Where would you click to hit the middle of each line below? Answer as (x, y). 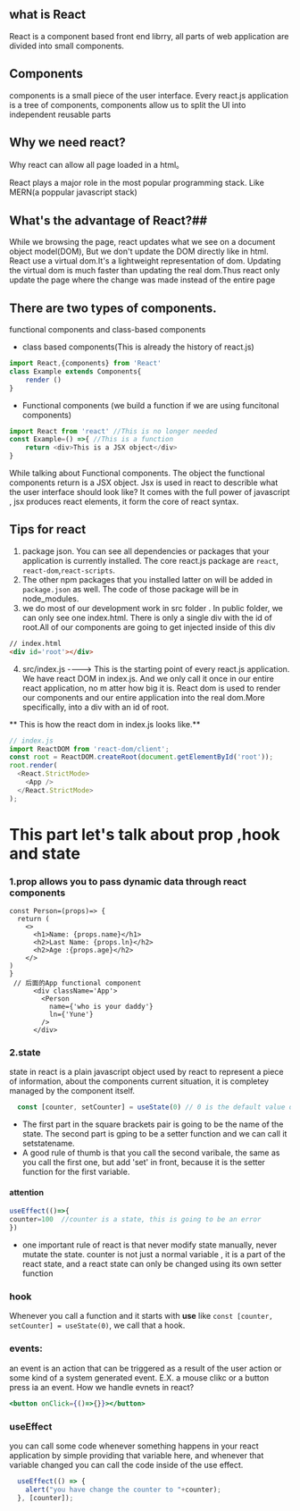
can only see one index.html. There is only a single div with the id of (147, 617)
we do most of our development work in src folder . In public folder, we (153, 608)
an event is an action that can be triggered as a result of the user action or (146, 1368)
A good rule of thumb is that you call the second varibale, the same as (151, 1153)
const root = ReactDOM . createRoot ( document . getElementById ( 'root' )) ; (142, 757)
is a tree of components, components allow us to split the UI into (128, 105)
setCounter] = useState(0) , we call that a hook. (97, 1325)
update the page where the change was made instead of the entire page (142, 280)
